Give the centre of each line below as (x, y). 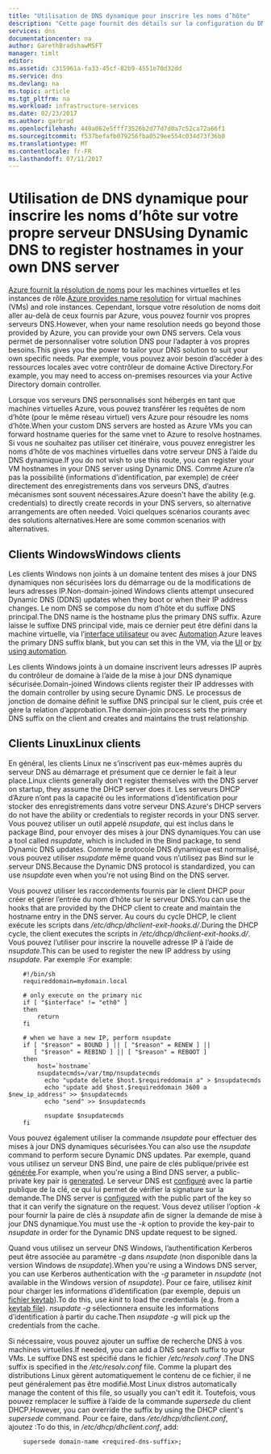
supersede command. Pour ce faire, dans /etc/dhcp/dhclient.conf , (118, 1418)
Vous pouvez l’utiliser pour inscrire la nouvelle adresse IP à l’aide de (121, 942)
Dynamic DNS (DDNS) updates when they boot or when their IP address (128, 600)
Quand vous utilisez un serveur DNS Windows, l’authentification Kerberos (130, 1248)
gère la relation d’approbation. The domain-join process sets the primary (128, 710)
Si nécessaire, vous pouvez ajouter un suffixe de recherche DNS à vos (125, 1341)
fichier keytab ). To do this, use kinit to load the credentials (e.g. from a (124, 1300)
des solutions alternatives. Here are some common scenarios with (117, 520)
